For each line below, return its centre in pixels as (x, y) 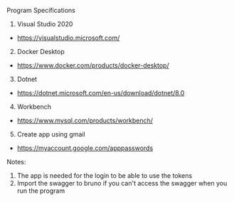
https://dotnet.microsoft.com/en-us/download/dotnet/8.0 (101, 93)
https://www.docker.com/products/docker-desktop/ (93, 65)
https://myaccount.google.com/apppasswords (85, 148)
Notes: (16, 162)
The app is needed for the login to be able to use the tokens (105, 176)
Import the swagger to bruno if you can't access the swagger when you (122, 183)
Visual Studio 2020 (45, 24)
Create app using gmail (51, 134)
